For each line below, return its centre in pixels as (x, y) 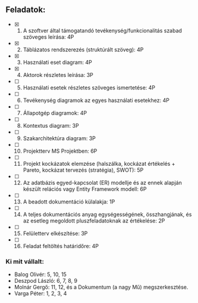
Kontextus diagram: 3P (51, 125)
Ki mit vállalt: (25, 261)
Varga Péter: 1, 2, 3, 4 (40, 293)
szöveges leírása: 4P (48, 37)
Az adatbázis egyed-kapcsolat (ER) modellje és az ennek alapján (102, 183)
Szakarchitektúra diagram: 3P (59, 138)
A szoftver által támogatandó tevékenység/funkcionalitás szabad (103, 30)
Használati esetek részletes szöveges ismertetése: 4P (89, 87)
